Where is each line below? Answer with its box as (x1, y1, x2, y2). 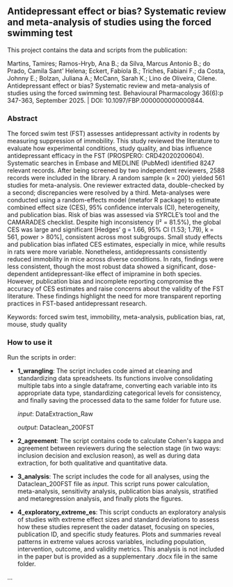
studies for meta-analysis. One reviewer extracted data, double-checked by (7, 181, 225, 190)
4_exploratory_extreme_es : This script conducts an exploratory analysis (17, 508, 226, 517)
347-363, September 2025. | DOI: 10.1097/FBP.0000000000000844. (7, 96, 204, 104)
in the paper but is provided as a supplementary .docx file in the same (17, 552, 218, 561)
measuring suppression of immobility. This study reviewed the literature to (7, 137, 220, 145)
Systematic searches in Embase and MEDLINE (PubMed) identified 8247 (7, 159, 215, 168)
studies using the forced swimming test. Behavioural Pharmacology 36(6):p (7, 88, 224, 97)
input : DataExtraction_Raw (17, 410, 94, 418)
